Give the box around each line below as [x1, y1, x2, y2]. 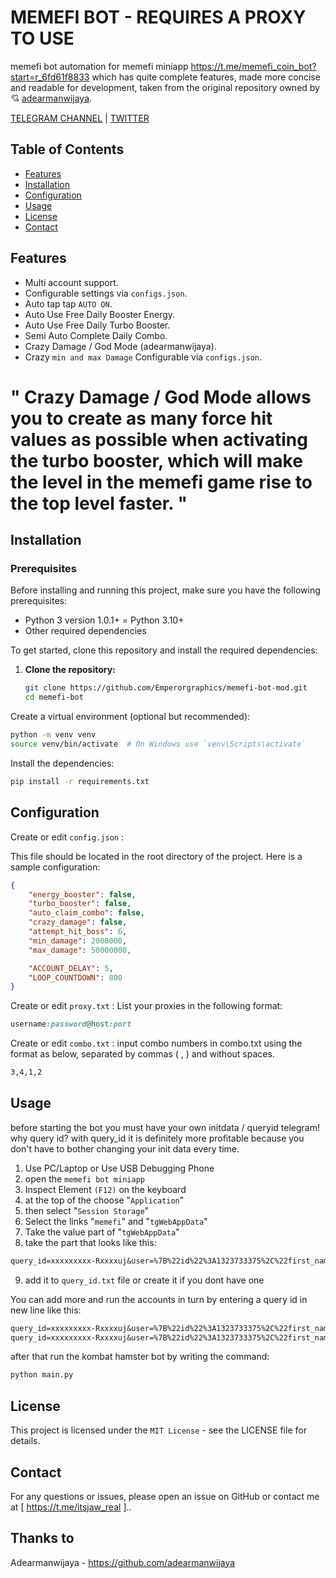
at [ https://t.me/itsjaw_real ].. [10, 1501, 132, 1513]
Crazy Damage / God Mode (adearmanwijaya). [24, 340, 217, 352]
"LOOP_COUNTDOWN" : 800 [28, 972, 123, 983]
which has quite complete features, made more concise [91, 71, 321, 83]
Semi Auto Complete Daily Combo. [24, 329, 168, 341]
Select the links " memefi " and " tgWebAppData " [24, 1215, 208, 1227]
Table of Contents [10, 141, 125, 158]
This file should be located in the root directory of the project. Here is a [10, 850, 303, 862]
